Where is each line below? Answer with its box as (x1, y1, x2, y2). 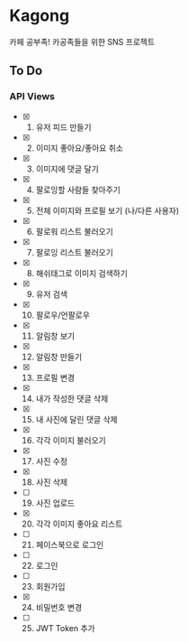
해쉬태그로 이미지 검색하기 (35, 267, 129, 278)
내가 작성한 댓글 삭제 (35, 393, 109, 404)
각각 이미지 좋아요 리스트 (35, 518, 123, 529)
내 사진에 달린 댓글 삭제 (35, 414, 119, 424)
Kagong (9, 5, 70, 26)
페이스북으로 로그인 (35, 539, 104, 550)
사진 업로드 (35, 498, 75, 508)
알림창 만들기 (35, 351, 83, 362)
